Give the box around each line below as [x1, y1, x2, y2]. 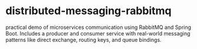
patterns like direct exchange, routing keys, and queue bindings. [5, 36, 162, 43]
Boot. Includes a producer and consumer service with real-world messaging [5, 30, 191, 37]
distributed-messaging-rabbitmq [5, 4, 172, 18]
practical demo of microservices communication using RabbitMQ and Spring [5, 24, 192, 31]
